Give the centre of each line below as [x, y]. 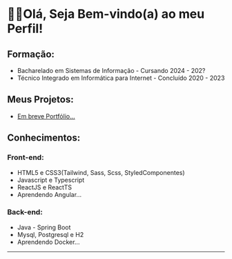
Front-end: [26, 158]
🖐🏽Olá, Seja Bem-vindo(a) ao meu [106, 14]
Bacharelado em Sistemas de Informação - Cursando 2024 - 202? [111, 71]
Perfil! [25, 29]
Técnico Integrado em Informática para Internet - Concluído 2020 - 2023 [121, 78]
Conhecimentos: [44, 138]
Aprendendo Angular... [49, 194]
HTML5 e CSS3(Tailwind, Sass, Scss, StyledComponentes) [101, 172]
